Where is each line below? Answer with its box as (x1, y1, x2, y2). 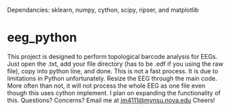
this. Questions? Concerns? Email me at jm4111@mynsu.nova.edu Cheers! (7, 96, 216, 104)
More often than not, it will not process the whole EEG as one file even (7, 82, 206, 90)
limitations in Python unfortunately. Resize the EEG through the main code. (7, 74, 218, 82)
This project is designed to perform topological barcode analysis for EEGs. (7, 52, 218, 60)
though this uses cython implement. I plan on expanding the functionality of (7, 88, 221, 97)
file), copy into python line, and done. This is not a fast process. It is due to (7, 66, 218, 75)
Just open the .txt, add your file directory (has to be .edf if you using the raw (7, 60, 224, 68)
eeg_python (7, 30, 78, 45)
